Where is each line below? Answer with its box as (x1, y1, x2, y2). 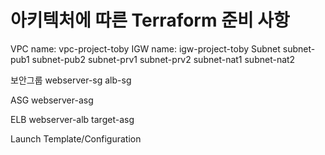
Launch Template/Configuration (10, 132, 142, 145)
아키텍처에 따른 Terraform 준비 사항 (10, 9, 290, 32)
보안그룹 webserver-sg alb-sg (10, 74, 132, 86)
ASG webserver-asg (10, 94, 94, 106)
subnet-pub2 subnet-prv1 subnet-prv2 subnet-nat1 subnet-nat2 (31, 53, 296, 65)
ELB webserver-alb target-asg (10, 113, 135, 125)
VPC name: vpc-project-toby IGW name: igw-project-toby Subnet (10, 42, 281, 55)
